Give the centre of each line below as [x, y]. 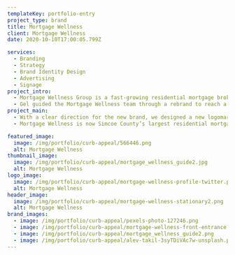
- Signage [28, 85]
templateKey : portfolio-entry [51, 14]
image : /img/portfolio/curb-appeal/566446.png [83, 143]
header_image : [28, 195]
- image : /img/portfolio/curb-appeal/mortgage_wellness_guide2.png [114, 234]
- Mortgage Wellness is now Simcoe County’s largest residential [111, 124]
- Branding [29, 59]
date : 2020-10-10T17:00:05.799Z [54, 40]
